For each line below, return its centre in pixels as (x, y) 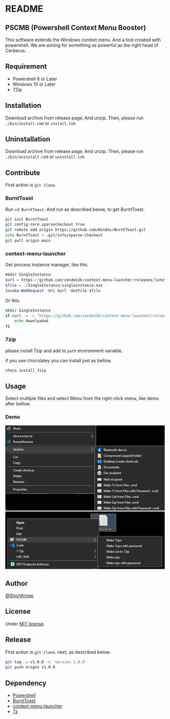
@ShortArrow (19, 596)
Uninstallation (28, 139)
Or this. (13, 300)
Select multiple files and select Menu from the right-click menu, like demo (82, 398)
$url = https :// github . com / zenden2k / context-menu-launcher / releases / (80, 280)
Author (16, 583)
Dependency (26, 683)
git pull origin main (28, 241)
